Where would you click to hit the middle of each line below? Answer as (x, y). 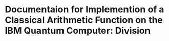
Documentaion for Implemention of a (84, 9)
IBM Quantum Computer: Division (78, 31)
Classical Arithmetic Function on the (84, 20)
